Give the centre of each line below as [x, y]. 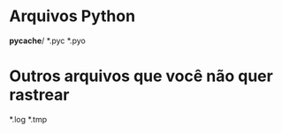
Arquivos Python [72, 16]
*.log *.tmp [28, 119]
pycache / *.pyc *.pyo [47, 41]
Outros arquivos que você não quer [141, 76]
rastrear [39, 95]
